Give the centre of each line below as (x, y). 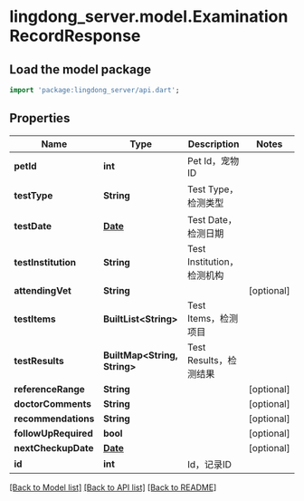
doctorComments (53, 403)
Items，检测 (213, 318)
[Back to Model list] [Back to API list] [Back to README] (113, 487)
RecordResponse (75, 36)
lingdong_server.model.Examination (149, 17)
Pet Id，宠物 (213, 160)
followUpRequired (53, 433)
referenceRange (50, 389)
